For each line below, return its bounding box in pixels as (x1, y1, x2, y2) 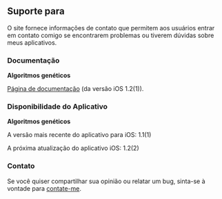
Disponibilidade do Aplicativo (7, 102, 108, 112)
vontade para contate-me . (7, 184, 81, 192)
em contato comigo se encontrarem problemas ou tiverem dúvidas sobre (7, 31, 214, 39)
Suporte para (7, 6, 65, 17)
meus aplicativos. (7, 38, 57, 47)
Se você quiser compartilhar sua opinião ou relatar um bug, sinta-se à (7, 177, 205, 185)
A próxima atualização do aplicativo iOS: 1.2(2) (7, 144, 139, 152)
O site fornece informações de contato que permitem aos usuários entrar (7, 23, 215, 32)
